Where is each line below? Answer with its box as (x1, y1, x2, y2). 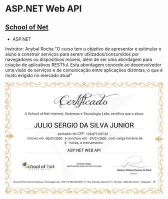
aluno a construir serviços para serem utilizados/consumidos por (5, 51, 139, 57)
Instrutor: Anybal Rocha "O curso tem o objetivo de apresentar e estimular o (5, 46, 161, 51)
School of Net (5, 23, 49, 31)
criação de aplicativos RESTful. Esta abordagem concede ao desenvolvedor (5, 62, 161, 67)
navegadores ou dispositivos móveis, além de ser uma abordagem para (5, 56, 152, 62)
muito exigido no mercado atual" (5, 72, 72, 78)
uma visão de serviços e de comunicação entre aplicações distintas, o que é (5, 67, 163, 73)
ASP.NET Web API (5, 3, 82, 14)
